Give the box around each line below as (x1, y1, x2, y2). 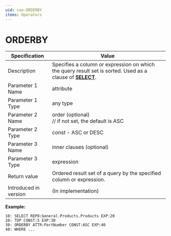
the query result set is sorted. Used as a (52, 67, 148, 74)
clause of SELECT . (52, 74, 97, 81)
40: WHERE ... (5, 227, 36, 232)
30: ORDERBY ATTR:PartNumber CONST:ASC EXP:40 (5, 222, 106, 228)
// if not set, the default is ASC (52, 117, 124, 125)
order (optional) (52, 111, 90, 119)
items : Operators (5, 12, 42, 17)
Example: (5, 204, 26, 210)
